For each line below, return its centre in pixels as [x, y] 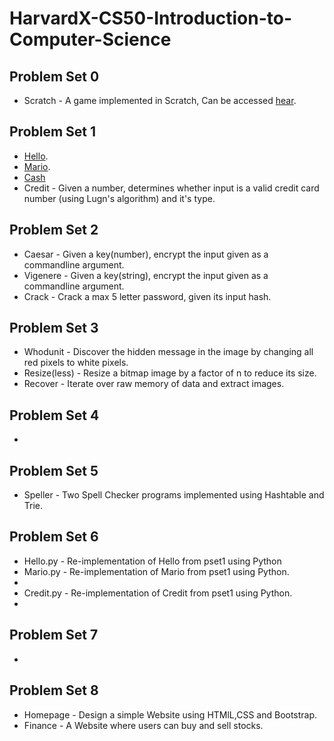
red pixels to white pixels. [76, 363]
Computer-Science [90, 39]
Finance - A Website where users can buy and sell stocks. [143, 725]
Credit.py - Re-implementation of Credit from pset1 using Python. [158, 593]
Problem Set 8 [54, 690]
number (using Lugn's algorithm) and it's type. [119, 198]
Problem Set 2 [54, 230]
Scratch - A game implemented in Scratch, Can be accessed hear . [160, 100]
